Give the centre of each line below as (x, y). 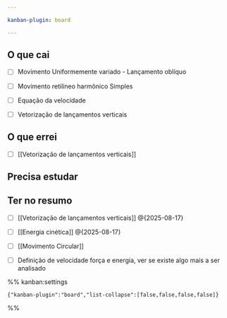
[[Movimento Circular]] (51, 246)
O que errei (32, 137)
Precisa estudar (43, 176)
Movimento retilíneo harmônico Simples (75, 86)
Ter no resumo (40, 201)
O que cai (29, 55)
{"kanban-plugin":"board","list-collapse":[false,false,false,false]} (113, 295)
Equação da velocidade (51, 100)
